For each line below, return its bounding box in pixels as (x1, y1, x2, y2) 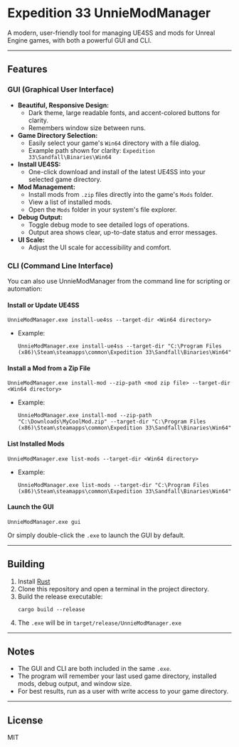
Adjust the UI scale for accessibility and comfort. (28, 243, 171, 252)
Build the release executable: (17, 592, 103, 601)
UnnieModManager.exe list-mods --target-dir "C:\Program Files (17, 481, 210, 488)
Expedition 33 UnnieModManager (7, 5, 211, 21)
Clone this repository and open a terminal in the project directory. (17, 584, 210, 593)
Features (7, 63, 48, 75)
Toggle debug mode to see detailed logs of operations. (28, 220, 190, 229)
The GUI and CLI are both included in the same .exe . (17, 665, 172, 673)
